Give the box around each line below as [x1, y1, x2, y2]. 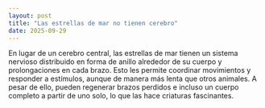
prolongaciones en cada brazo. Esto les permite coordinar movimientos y [8, 66, 251, 75]
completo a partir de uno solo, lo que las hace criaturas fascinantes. [8, 91, 234, 101]
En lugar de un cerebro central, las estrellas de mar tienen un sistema [8, 49, 238, 58]
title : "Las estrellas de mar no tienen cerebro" [8, 19, 179, 27]
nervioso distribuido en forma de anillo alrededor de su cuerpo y [8, 57, 222, 66]
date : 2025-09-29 [8, 26, 67, 34]
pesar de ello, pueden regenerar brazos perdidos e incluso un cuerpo [8, 82, 239, 92]
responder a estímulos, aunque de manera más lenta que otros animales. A [8, 74, 258, 84]
